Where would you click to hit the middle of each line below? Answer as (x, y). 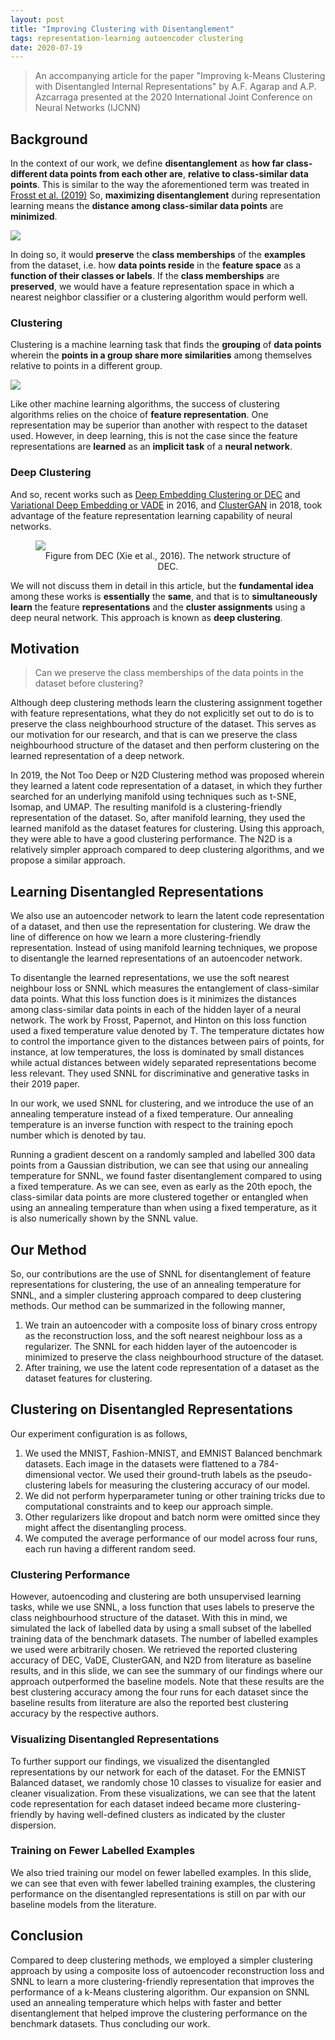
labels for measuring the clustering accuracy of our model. (189, 1485)
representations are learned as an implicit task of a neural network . (151, 447)
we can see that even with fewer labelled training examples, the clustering (163, 1883)
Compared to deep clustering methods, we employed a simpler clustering (161, 1960)
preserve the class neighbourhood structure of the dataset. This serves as (163, 724)
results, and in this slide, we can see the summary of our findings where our (166, 1671)
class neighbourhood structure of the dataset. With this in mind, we (149, 1618)
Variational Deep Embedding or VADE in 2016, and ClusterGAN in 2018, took (166, 505)
